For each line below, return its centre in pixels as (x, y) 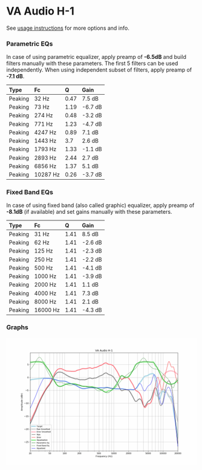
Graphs (17, 327)
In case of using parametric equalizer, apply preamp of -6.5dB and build (96, 57)
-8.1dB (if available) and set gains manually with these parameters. (89, 212)
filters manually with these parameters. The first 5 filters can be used (92, 63)
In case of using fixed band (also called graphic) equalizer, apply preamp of (100, 205)
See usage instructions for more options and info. (68, 28)
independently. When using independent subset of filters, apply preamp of (99, 70)
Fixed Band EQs (30, 192)
